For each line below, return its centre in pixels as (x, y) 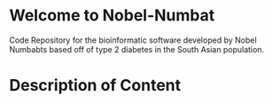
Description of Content (95, 86)
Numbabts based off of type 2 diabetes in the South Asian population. (136, 49)
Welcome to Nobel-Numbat (112, 16)
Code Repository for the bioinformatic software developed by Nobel (133, 40)
